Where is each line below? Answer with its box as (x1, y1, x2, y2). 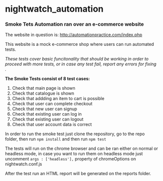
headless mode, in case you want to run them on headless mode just (5, 151, 143, 157)
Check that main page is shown (12, 85, 75, 91)
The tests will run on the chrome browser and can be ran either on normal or (5, 145, 158, 152)
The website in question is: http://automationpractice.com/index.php (5, 32, 143, 38)
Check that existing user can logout (12, 116, 84, 122)
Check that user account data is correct (12, 121, 92, 127)
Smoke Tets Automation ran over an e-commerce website (5, 21, 145, 28)
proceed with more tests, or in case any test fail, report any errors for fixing (5, 61, 157, 67)
